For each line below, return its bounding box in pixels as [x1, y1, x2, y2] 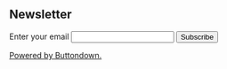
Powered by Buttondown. [9, 50, 102, 60]
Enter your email [9, 31, 69, 42]
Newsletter [9, 7, 73, 22]
